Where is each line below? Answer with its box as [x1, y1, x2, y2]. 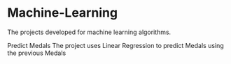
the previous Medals [7, 49, 66, 57]
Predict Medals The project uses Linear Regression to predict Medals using [7, 41, 224, 49]
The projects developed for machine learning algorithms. [7, 28, 171, 36]
